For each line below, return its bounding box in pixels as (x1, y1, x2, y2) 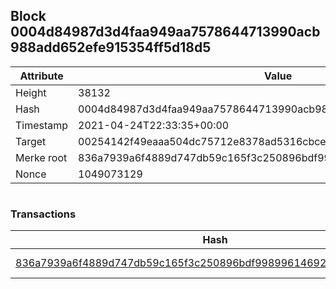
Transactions (10, 207, 77, 221)
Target (15, 134, 47, 148)
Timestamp (15, 118, 69, 132)
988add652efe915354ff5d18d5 (10, 39, 212, 56)
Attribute (19, 69, 64, 83)
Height (15, 85, 47, 99)
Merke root (15, 150, 68, 164)
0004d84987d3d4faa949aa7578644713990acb (10, 24, 321, 41)
